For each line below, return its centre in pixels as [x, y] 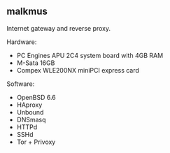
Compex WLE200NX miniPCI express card [78, 70]
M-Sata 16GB [36, 63]
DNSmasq [31, 119]
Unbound [30, 112]
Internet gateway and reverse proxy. [59, 28]
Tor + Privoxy [36, 142]
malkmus [27, 12]
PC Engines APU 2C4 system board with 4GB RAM [90, 55]
